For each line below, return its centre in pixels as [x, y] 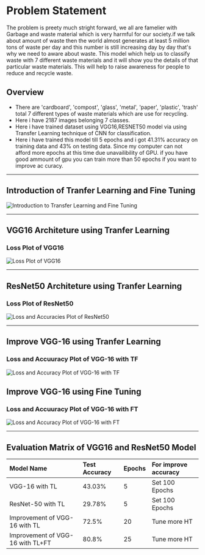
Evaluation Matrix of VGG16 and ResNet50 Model [101, 447]
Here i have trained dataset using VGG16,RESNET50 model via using [101, 127]
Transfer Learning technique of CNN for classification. [83, 133]
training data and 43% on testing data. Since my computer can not [99, 146]
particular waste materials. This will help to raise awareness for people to [98, 66]
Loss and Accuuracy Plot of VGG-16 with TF [72, 359]
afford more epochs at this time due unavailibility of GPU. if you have [101, 152]
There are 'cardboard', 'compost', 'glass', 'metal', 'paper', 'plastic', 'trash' [106, 107]
